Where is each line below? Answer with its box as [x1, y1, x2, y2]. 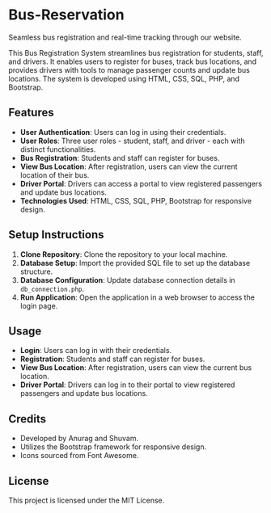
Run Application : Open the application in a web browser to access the [19, 292, 255, 302]
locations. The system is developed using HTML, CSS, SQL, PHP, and [8, 74, 240, 83]
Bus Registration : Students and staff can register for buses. [19, 153, 220, 162]
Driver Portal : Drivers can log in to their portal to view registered [19, 380, 235, 389]
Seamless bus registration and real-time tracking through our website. [8, 32, 242, 42]
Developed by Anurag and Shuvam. [19, 434, 139, 444]
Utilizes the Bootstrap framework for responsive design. [19, 442, 207, 452]
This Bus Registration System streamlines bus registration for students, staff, [8, 48, 264, 57]
